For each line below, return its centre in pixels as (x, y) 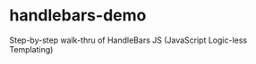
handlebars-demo (78, 16)
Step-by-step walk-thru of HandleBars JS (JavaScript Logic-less (128, 40)
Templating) (31, 49)
